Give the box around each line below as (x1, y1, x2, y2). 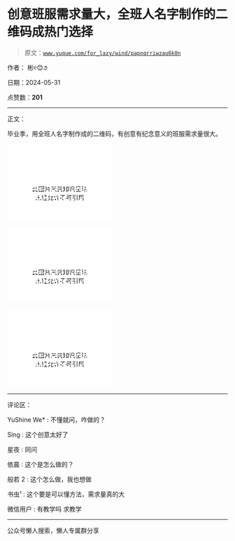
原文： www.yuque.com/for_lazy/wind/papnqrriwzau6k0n (24, 48, 181, 57)
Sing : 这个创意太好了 (7, 430, 69, 439)
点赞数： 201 (7, 93, 43, 102)
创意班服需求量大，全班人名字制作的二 (7, 6, 229, 22)
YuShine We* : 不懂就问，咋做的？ (7, 415, 106, 424)
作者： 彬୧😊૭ (7, 63, 48, 71)
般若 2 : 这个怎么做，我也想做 (7, 474, 92, 484)
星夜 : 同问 (7, 445, 37, 453)
